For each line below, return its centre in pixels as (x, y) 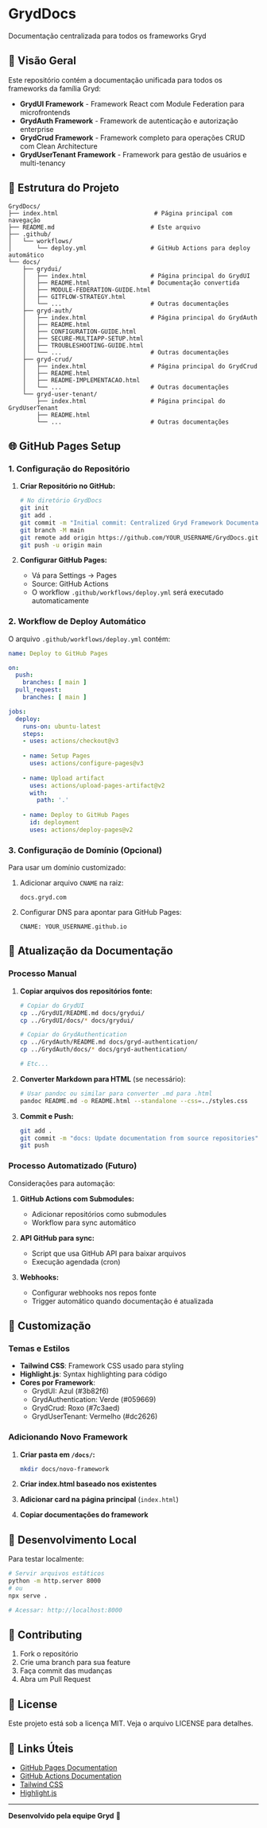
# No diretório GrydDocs (61, 501)
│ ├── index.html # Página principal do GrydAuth (140, 318)
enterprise (37, 129)
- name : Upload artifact (64, 778)
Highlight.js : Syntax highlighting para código (93, 1374)
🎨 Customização (50, 1325)
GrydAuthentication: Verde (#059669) (94, 1400)
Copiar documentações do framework (84, 1515)
